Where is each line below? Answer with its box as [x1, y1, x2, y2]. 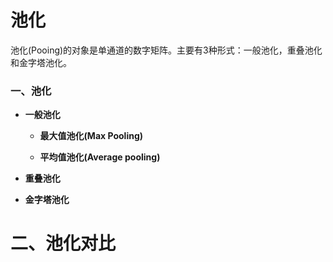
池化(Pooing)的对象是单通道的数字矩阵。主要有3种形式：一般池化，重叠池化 [10, 44, 323, 56]
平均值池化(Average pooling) [39, 151, 161, 163]
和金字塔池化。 [10, 56, 72, 68]
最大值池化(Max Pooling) [39, 130, 144, 142]
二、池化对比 [10, 232, 117, 255]
